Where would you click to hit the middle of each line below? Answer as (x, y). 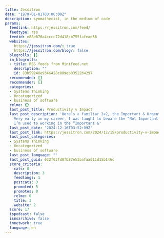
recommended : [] (26, 78)
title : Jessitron (23, 10)
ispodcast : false (27, 214)
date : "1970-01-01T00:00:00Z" (36, 14)
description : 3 (29, 173)
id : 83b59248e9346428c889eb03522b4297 (53, 73)
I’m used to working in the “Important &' (58, 123)
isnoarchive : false (29, 219)
